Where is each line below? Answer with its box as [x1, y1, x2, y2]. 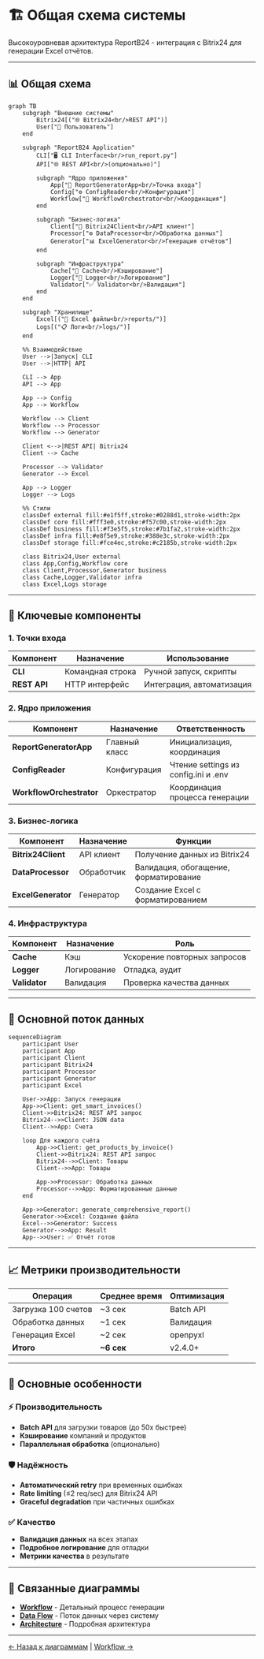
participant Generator [22, 1075, 97, 1083]
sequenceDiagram [8, 1034, 61, 1042]
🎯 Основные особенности [8, 1378, 142, 1391]
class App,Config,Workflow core [22, 559, 128, 568]
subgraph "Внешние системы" [22, 109, 114, 117]
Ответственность [176, 723, 246, 734]
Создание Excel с [134, 885, 202, 896]
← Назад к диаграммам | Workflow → [8, 1642, 134, 1652]
